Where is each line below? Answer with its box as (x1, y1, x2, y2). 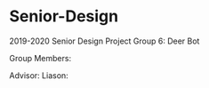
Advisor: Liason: (9, 69, 68, 81)
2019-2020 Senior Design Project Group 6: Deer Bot (9, 36, 200, 46)
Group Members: (9, 52, 72, 63)
